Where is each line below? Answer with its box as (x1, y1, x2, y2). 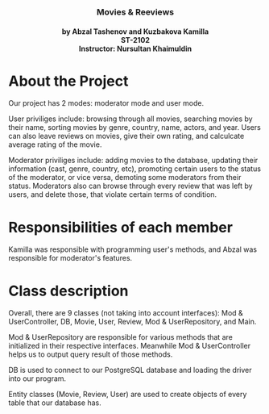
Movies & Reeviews (96, 6, 175, 18)
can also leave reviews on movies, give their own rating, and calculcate (8, 132, 245, 141)
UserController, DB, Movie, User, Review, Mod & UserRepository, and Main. (8, 317, 257, 327)
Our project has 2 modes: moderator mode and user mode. (8, 98, 204, 108)
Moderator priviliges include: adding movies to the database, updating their (8, 156, 259, 165)
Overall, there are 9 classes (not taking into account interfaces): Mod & (8, 308, 243, 318)
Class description (8, 282, 129, 300)
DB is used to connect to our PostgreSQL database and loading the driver (8, 366, 252, 375)
